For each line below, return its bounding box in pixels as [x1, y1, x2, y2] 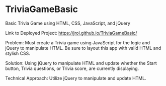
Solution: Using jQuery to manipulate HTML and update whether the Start [5, 60, 157, 66]
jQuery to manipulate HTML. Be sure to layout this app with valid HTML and [5, 45, 161, 51]
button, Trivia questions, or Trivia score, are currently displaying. [5, 65, 139, 71]
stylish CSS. [5, 50, 30, 56]
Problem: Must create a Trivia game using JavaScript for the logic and [5, 39, 150, 46]
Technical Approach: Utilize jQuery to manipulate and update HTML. [5, 75, 147, 81]
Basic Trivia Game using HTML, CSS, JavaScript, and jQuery [5, 20, 131, 26]
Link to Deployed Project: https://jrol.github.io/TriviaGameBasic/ [5, 30, 137, 36]
